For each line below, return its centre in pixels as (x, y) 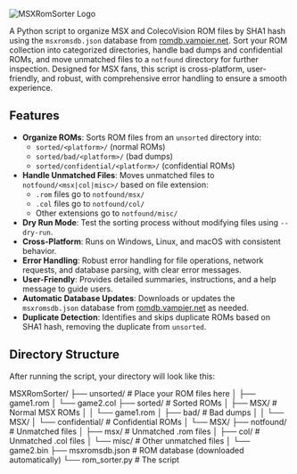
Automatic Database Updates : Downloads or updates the (128, 298)
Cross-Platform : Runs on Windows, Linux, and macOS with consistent (151, 241)
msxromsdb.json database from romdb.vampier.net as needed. (136, 307)
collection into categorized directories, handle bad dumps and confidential (146, 50)
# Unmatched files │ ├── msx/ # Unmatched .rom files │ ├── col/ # (135, 431)
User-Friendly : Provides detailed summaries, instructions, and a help (149, 279)
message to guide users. (67, 289)
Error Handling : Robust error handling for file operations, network (143, 260)
